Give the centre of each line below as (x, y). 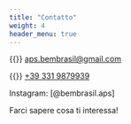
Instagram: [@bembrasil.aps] (62, 93)
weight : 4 (27, 26)
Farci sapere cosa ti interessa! (64, 111)
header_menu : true (43, 34)
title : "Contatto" (43, 17)
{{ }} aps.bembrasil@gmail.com (65, 59)
